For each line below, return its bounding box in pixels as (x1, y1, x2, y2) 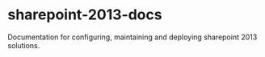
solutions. (7, 40, 40, 50)
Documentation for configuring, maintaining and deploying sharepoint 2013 (7, 32, 258, 42)
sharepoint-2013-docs (7, 6, 162, 24)
